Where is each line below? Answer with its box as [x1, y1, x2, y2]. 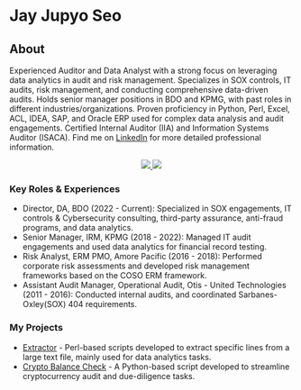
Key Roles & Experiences [9, 182, 121, 195]
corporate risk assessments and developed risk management [22, 260, 251, 271]
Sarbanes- [238, 289, 278, 300]
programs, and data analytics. [22, 222, 133, 233]
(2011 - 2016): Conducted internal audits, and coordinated [22, 289, 237, 300]
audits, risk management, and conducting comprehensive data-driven [9, 85, 269, 95]
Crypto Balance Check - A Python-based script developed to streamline [22, 361, 290, 372]
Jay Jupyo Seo [9, 5, 122, 26]
